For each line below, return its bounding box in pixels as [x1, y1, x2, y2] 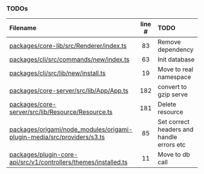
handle [157, 133, 177, 141]
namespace [157, 73, 191, 82]
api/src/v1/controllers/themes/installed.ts [9, 158, 128, 167]
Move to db [157, 150, 190, 159]
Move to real [157, 65, 194, 74]
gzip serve [157, 90, 188, 99]
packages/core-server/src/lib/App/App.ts [9, 86, 129, 95]
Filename [9, 24, 36, 32]
